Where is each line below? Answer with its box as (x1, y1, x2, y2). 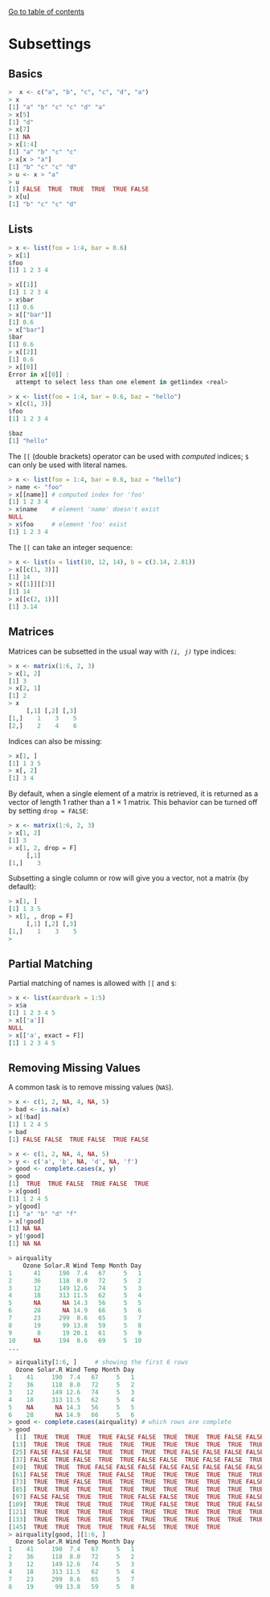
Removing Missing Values (8, 1061, 141, 1074)
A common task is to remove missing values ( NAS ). (8, 1082, 174, 1092)
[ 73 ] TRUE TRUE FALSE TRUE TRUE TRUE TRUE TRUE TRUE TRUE (11, 1478, 243, 1486)
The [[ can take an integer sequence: (8, 542, 133, 552)
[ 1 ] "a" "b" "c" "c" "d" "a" (8, 103, 106, 111)
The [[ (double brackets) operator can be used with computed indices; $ (8, 451, 249, 461)
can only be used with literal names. (8, 460, 128, 470)
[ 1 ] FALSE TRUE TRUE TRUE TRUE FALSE (8, 185, 149, 194)
